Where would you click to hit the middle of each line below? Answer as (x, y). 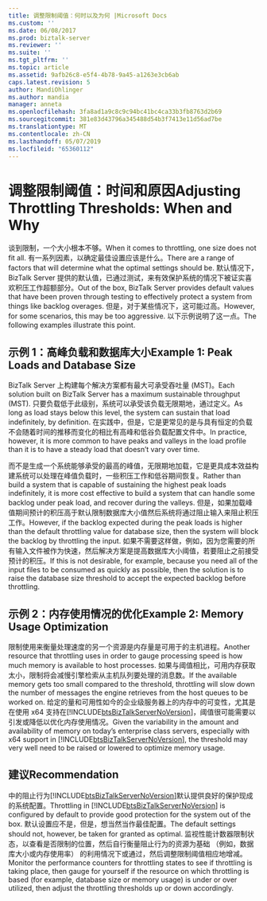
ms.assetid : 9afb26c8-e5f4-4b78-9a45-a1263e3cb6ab (94, 75)
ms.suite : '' (30, 53)
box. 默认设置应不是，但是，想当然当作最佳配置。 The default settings (122, 824)
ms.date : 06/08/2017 (43, 30)
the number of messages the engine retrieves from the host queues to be (128, 692)
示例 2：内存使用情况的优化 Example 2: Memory (126, 614)
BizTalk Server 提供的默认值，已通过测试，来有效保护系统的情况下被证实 (127, 278)
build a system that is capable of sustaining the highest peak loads (117, 485)
